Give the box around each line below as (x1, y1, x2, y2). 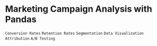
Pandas (5, 14, 37, 25)
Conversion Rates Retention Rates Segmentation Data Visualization (5, 31, 144, 36)
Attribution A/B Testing (5, 36, 55, 41)
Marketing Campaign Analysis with (5, 3, 153, 15)
